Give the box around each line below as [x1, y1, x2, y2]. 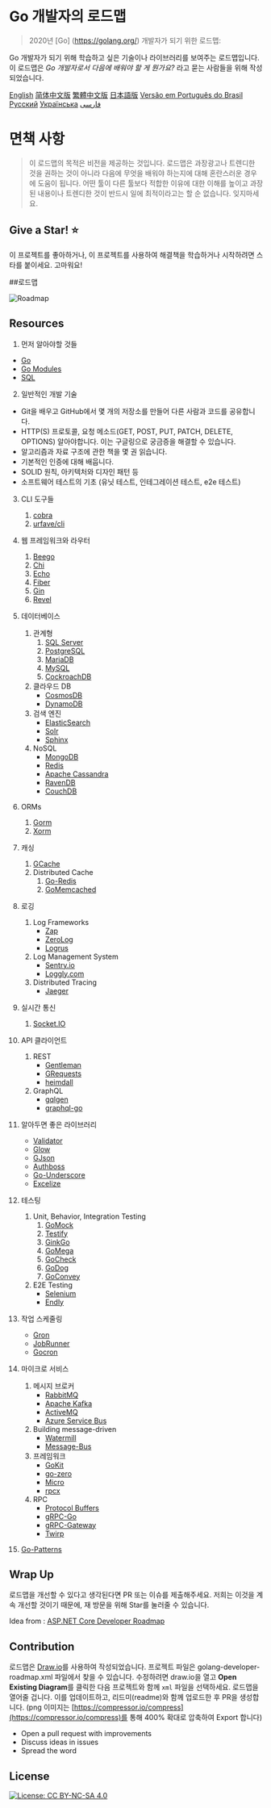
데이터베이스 [20, 611, 61, 621]
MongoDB [44, 751, 79, 761]
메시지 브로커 [32, 1381, 75, 1391]
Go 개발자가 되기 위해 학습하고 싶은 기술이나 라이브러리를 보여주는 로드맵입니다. [9, 52, 261, 62]
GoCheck [44, 1254, 77, 1264]
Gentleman [44, 1060, 81, 1069]
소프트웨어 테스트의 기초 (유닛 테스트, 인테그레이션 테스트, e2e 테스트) [20, 477, 241, 487]
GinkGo [44, 1237, 71, 1247]
